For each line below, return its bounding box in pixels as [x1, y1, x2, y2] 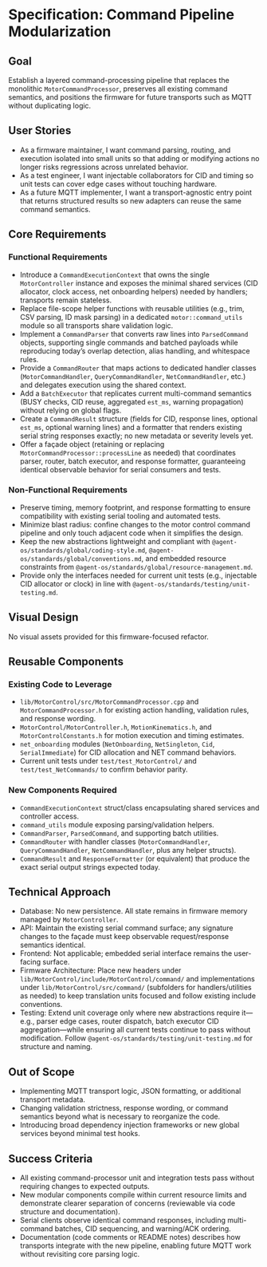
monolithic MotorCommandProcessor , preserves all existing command [8, 84, 228, 93]
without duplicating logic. [8, 101, 92, 110]
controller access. [19, 811, 80, 821]
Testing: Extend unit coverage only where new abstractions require [19, 1008, 241, 1018]
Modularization [8, 22, 112, 41]
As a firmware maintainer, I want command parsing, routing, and [19, 145, 231, 155]
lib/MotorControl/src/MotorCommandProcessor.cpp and [19, 697, 199, 707]
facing [19, 957, 41, 967]
